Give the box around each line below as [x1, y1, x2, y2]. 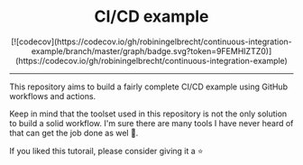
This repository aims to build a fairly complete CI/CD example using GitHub [9, 81, 289, 92]
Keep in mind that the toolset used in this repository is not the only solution [9, 108, 288, 119]
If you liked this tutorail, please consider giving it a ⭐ [9, 145, 204, 156]
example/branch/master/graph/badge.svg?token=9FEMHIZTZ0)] [31, 45, 272, 56]
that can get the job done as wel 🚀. [9, 127, 139, 138]
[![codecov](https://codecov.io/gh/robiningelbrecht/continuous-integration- [10, 36, 293, 47]
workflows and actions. [9, 90, 96, 101]
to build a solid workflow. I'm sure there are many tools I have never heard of [9, 117, 294, 128]
